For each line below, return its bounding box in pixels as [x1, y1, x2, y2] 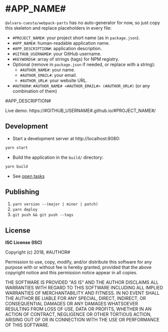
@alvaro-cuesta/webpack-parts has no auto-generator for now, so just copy [5, 20, 160, 26]
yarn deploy [12, 207, 38, 212]
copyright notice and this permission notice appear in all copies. [5, 270, 138, 276]
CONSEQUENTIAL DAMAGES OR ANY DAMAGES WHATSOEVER [5, 301, 138, 307]
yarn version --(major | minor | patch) [12, 202, 98, 207]
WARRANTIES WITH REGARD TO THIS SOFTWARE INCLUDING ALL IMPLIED [5, 285, 163, 291]
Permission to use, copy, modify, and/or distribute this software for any [5, 259, 152, 265]
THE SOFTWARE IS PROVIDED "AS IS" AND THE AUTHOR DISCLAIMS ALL [5, 279, 159, 285]
